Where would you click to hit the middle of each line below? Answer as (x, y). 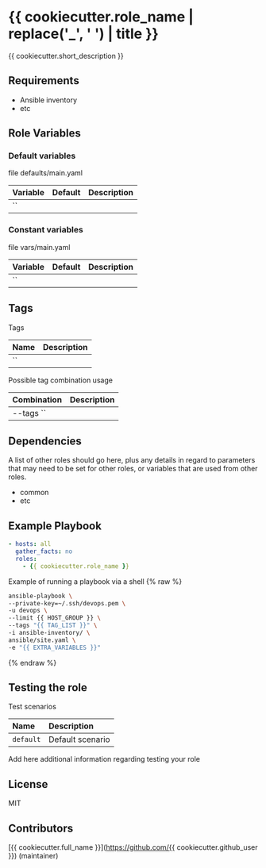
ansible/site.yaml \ (42, 640)
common (34, 493)
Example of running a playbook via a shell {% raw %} (95, 581)
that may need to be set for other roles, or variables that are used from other (133, 469)
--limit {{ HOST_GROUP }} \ (55, 618)
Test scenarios (33, 707)
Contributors (41, 828)
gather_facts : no (44, 551)
